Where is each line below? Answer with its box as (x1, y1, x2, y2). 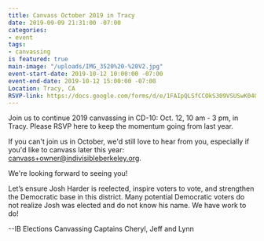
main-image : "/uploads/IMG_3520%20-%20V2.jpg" (8, 63, 163, 71)
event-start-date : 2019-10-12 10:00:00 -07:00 (8, 70, 163, 78)
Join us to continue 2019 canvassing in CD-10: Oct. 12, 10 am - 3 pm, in (8, 113, 239, 122)
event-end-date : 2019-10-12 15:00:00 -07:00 (8, 77, 156, 85)
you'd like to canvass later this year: (8, 145, 124, 155)
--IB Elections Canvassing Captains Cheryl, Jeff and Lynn (8, 225, 194, 234)
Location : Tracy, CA (8, 84, 76, 93)
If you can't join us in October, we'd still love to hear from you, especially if (8, 137, 250, 146)
